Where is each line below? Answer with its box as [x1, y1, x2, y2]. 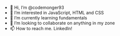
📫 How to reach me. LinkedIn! [9, 26, 73, 31]
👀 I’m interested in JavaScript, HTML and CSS [9, 10, 104, 16]
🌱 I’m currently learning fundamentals [9, 15, 87, 20]
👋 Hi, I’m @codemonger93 [9, 5, 64, 10]
